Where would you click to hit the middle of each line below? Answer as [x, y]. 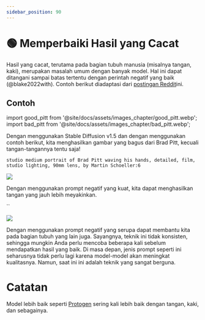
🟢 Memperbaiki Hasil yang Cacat [93, 43]
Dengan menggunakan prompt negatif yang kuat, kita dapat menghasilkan [100, 188]
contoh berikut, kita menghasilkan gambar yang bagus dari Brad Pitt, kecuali [102, 143]
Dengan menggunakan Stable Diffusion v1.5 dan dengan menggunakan [96, 136]
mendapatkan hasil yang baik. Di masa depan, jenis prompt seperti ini [94, 249]
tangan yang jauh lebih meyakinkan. [52, 195]
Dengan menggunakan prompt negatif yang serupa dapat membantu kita [99, 230]
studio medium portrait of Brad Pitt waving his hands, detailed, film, [101, 160]
